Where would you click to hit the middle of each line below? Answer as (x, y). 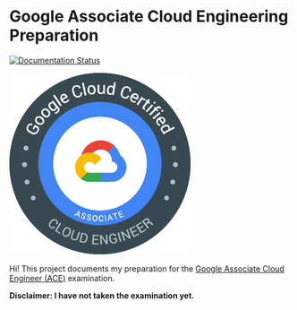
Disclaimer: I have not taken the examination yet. (102, 295)
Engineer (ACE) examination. (62, 278)
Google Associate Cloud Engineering (149, 17)
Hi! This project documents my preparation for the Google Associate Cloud (147, 268)
